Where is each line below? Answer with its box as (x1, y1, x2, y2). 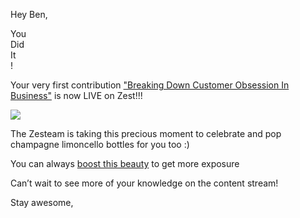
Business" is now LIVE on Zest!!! (10, 90, 143, 101)
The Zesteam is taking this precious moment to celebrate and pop (10, 128, 282, 139)
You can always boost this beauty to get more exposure (10, 158, 240, 169)
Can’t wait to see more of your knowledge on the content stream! (10, 177, 279, 189)
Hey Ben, (10, 9, 48, 20)
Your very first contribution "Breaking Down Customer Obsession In (10, 79, 290, 91)
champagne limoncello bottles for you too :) (10, 139, 190, 150)
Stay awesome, (10, 197, 74, 208)
